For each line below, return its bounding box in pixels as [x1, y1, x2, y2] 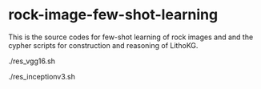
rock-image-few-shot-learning [8, 6, 219, 24]
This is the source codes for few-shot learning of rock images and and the [8, 32, 254, 42]
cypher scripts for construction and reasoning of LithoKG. [8, 40, 199, 50]
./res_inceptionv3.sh [8, 71, 76, 81]
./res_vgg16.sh [8, 56, 56, 66]
